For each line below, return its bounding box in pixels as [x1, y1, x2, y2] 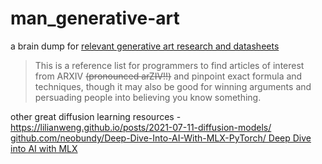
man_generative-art [10, 7, 180, 30]
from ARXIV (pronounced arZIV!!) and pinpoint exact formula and [34, 70, 303, 82]
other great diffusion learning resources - [10, 110, 182, 122]
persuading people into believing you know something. [34, 91, 262, 103]
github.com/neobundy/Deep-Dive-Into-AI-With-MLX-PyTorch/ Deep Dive [10, 132, 312, 144]
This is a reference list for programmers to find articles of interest [34, 59, 305, 71]
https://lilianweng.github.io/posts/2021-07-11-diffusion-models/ [10, 121, 272, 133]
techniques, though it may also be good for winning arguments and [34, 80, 312, 92]
